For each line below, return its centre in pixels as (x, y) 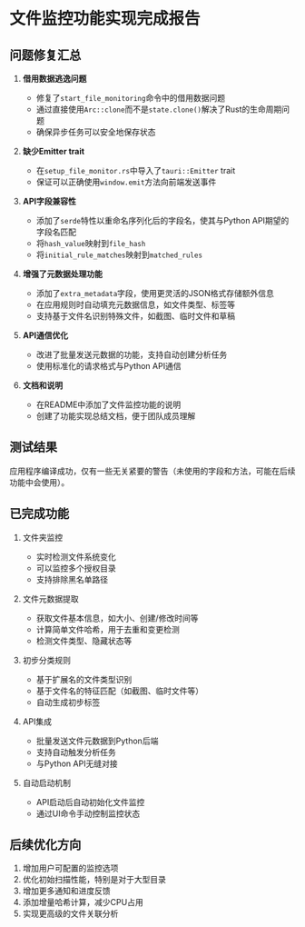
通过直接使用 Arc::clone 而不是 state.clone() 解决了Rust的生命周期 (159, 109)
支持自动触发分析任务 (76, 752)
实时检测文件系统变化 (76, 556)
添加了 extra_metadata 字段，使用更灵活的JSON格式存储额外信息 (155, 293)
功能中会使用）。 (39, 482)
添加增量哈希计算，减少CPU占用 (83, 902)
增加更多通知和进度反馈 (66, 891)
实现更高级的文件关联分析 (70, 913)
